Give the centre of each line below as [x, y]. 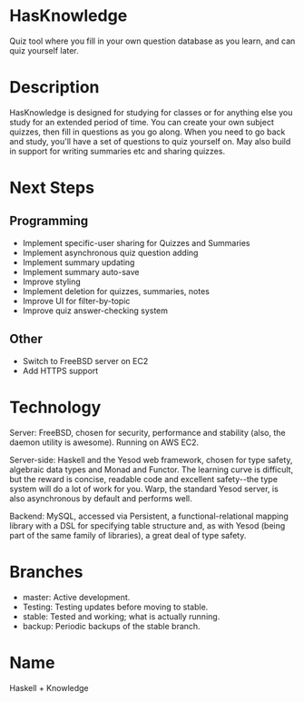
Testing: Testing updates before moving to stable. [115, 607]
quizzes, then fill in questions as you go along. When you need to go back [147, 132]
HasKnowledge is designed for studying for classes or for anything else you [151, 112]
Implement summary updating [78, 262]
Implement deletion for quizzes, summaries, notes [116, 291]
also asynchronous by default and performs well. [101, 498]
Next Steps [52, 188]
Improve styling [52, 282]
